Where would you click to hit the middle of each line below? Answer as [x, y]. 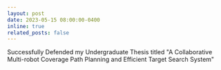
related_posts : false [38, 33]
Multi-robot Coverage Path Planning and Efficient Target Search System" [111, 60]
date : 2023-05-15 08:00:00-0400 [54, 20]
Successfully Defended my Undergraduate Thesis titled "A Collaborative [110, 52]
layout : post [26, 13]
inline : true [26, 26]
